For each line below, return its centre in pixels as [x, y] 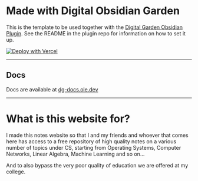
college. [16, 172]
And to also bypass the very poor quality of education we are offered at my [97, 165]
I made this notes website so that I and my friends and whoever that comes [97, 135]
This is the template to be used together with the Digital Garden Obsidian [94, 27]
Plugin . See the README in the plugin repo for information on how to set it [96, 33]
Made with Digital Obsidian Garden [93, 11]
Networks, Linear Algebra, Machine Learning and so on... [75, 154]
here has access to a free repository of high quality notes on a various [91, 141]
